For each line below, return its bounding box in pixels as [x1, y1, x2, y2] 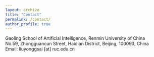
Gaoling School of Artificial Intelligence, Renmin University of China [5, 35, 145, 41]
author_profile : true [5, 21, 51, 27]
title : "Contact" [5, 12, 42, 17]
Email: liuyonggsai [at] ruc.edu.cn [5, 46, 75, 52]
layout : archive [5, 7, 39, 13]
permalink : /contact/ [5, 17, 51, 22]
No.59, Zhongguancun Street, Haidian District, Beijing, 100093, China [5, 41, 149, 47]
